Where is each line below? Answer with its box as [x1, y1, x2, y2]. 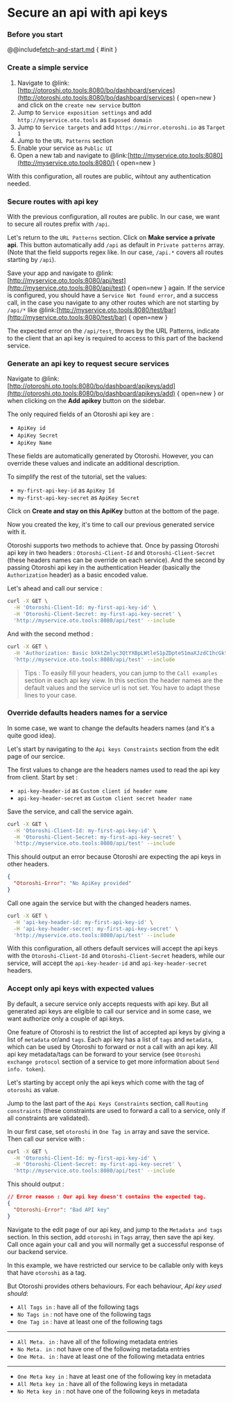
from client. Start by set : [7, 773, 78, 781]
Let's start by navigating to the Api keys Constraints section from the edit [7, 745, 220, 753]
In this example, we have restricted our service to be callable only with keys [7, 1261, 223, 1269]
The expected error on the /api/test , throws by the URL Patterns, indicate [7, 327, 220, 335]
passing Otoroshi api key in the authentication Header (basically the [7, 563, 201, 572]
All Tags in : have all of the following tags [17, 1303, 139, 1311]
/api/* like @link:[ [7, 306, 59, 314]
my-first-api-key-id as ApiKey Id [17, 486, 115, 495]
